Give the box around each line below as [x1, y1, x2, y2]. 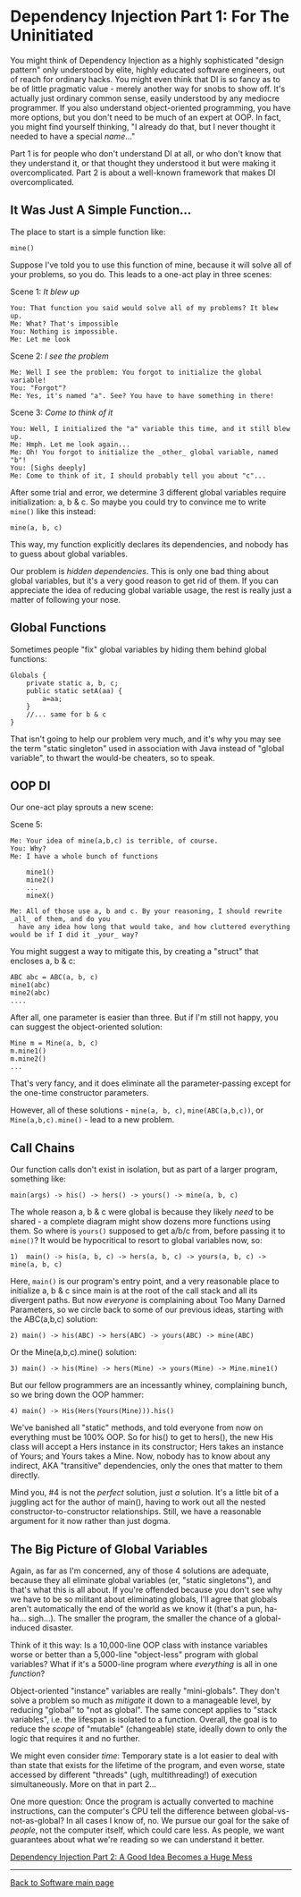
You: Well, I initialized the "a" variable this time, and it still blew [10, 424, 291, 433]
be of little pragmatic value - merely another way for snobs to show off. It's [10, 83, 286, 94]
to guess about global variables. [10, 548, 129, 559]
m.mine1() [10, 1046, 47, 1056]
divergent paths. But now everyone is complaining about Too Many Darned [10, 1295, 286, 1306]
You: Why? [10, 844, 47, 853]
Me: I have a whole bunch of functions [10, 852, 159, 861]
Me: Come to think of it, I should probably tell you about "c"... [10, 471, 267, 480]
